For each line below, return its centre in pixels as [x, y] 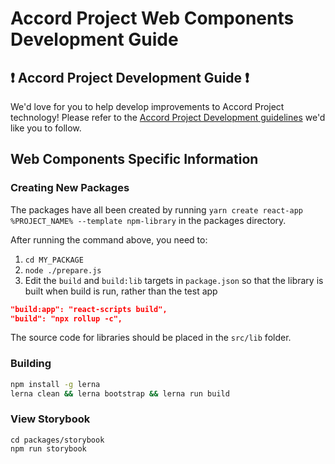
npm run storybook [48, 448]
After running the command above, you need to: [109, 239]
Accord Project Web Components [152, 18]
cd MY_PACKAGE [54, 260]
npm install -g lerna [55, 384]
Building [31, 364]
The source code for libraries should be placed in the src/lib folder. [151, 338]
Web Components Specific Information [134, 159]
